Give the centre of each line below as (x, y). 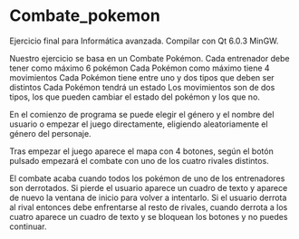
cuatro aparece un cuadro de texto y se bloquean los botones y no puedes (149, 216)
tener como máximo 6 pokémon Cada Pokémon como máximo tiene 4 (140, 68)
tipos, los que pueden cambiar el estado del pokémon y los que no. (135, 97)
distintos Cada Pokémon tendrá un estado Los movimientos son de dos (142, 87)
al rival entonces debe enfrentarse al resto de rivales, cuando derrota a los (149, 207)
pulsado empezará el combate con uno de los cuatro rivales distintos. (139, 160)
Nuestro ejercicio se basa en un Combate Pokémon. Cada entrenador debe (149, 58)
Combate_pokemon (85, 16)
